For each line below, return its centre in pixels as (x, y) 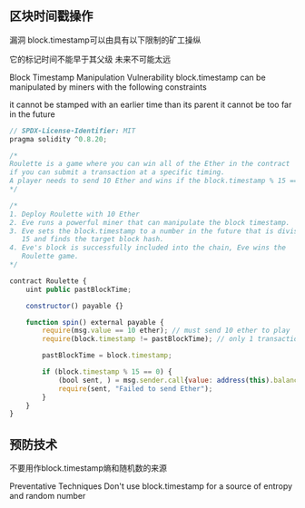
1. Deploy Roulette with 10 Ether (75, 214)
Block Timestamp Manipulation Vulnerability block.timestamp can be (138, 77)
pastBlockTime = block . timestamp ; (107, 356)
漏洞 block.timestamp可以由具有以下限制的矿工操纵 (105, 40)
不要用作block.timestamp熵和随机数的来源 (89, 468)
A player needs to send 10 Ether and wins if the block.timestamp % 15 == (154, 181)
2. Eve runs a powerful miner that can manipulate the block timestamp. (150, 222)
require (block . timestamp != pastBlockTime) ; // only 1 (148, 339)
